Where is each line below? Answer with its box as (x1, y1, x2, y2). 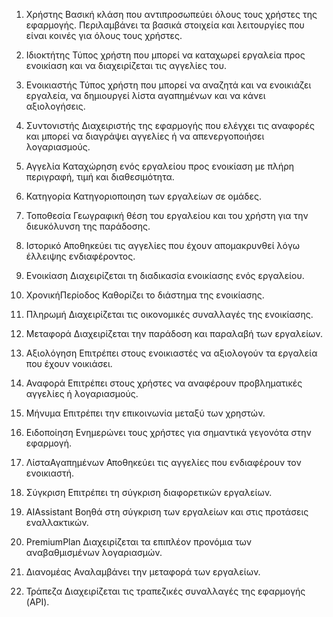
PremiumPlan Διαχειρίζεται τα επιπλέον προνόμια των (25, 536, 252, 548)
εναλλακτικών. (25, 517, 89, 528)
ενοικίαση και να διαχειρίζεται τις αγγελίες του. (25, 60, 228, 71)
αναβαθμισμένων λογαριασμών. (25, 547, 163, 558)
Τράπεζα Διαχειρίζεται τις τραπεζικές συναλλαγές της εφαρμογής (25, 585, 306, 597)
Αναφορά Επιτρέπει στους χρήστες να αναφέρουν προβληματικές (25, 377, 303, 389)
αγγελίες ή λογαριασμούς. (25, 388, 139, 399)
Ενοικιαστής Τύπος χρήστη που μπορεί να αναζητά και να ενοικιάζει (25, 79, 312, 91)
